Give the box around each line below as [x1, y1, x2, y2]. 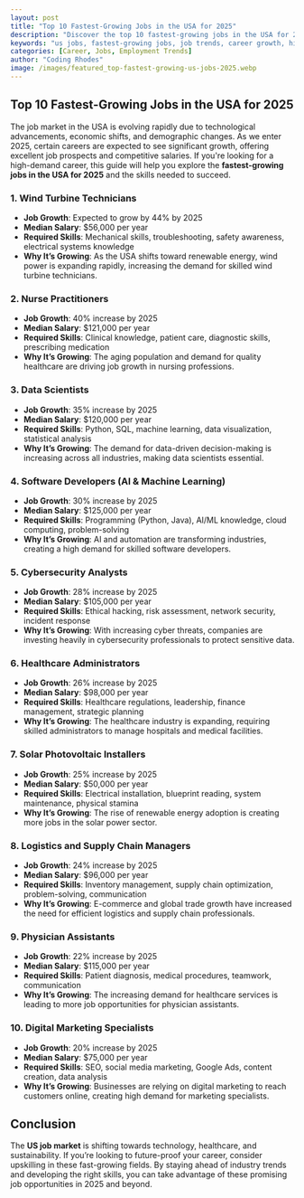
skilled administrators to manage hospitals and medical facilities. [23, 725, 263, 737]
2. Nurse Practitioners [10, 292, 109, 305]
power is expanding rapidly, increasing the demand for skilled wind [23, 259, 273, 271]
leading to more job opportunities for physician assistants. [23, 999, 240, 1010]
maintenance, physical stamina [23, 797, 139, 808]
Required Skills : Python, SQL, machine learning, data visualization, [23, 423, 272, 434]
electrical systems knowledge [23, 241, 134, 251]
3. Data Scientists [10, 383, 89, 396]
